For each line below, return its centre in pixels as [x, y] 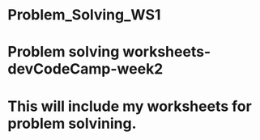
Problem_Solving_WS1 [84, 15]
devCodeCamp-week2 [85, 69]
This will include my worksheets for [130, 106]
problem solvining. [72, 123]
